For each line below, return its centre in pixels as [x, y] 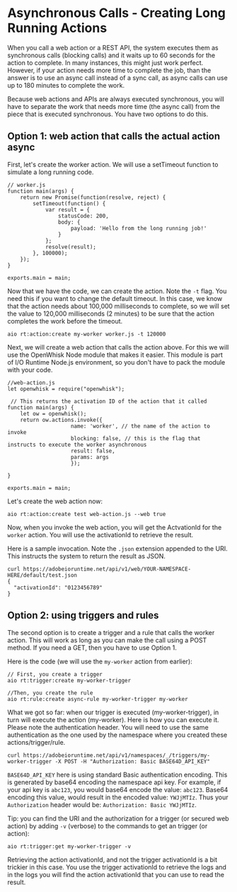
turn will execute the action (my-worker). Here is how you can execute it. [113, 719]
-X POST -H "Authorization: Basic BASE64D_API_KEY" [133, 761]
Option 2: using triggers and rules [83, 616]
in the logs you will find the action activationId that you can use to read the [116, 874]
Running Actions [57, 28]
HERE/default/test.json [42, 575]
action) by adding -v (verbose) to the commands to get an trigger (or [108, 825]
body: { [69, 222]
